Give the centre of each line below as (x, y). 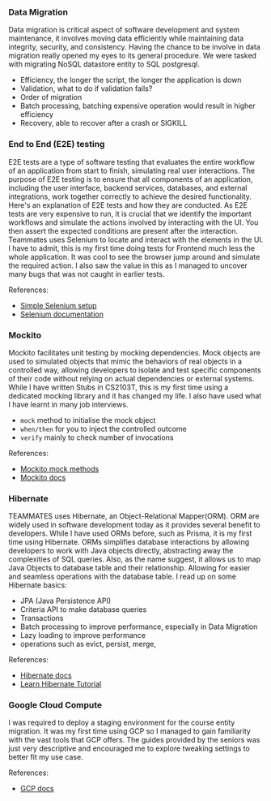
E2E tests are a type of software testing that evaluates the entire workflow (131, 161)
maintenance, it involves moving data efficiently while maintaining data (126, 38)
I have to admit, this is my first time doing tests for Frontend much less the (132, 248)
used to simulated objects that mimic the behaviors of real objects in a (125, 361)
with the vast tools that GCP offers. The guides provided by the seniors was (134, 740)
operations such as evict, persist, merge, (88, 644)
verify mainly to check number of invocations (97, 437)
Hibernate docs (46, 675)
